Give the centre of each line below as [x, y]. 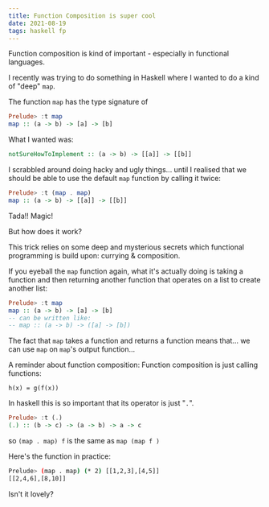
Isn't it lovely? [31, 494]
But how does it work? [45, 231]
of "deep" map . [32, 86]
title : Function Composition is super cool [82, 16]
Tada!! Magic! [31, 216]
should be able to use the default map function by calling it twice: [114, 178]
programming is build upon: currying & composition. [94, 255]
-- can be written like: [50, 318]
